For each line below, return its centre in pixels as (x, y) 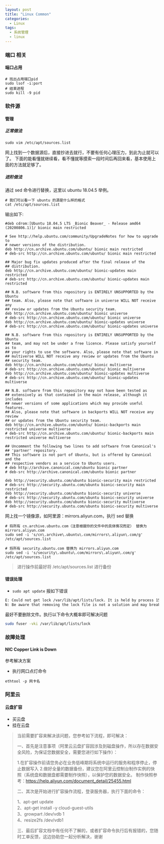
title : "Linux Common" (28, 14)
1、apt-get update (35, 801)
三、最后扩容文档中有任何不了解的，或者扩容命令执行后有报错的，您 (85, 830)
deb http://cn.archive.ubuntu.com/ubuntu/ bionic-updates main (71, 271)
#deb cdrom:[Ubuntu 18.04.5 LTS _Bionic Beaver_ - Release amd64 (73, 224)
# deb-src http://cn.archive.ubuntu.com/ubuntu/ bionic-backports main (79, 434)
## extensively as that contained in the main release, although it (76, 395)
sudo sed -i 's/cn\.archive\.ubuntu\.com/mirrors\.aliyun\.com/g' (74, 535)
